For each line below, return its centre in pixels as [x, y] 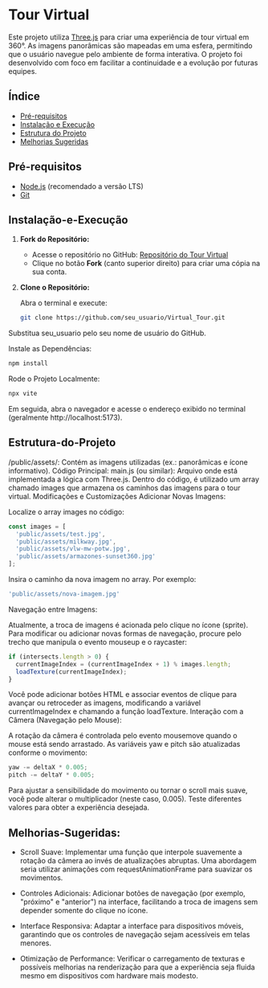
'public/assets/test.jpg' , [61, 534]
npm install [28, 363]
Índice [24, 97]
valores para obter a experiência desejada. [79, 808]
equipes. [23, 71]
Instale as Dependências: [50, 349]
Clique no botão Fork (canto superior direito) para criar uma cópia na [146, 264]
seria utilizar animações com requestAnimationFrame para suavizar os [136, 869]
